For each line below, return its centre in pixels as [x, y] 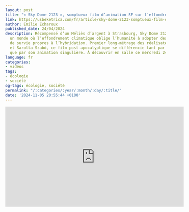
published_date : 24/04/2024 [35, 29]
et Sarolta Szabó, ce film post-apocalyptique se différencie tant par [88, 48]
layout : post [19, 10]
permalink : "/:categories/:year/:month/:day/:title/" [64, 90]
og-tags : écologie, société [35, 85]
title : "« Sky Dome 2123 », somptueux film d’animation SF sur [74, 15]
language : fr [19, 57]
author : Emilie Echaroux [32, 24]
